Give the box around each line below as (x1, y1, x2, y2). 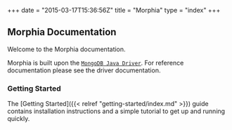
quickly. (7, 115, 30, 123)
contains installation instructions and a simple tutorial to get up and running (7, 107, 226, 115)
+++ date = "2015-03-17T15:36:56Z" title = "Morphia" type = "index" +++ (7, 6, 221, 14)
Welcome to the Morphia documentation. (7, 45, 126, 53)
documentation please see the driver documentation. (7, 66, 161, 74)
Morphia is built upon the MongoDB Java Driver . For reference (7, 58, 184, 67)
